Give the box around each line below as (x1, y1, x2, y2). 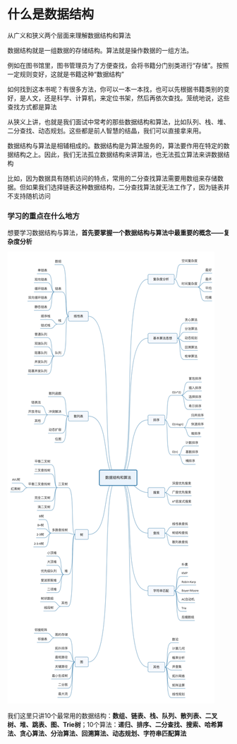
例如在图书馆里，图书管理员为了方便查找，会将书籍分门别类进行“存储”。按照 (7, 61, 229, 69)
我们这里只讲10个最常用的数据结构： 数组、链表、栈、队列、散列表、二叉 (7, 712, 218, 720)
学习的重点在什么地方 (7, 211, 80, 221)
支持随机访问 (13, 191, 51, 200)
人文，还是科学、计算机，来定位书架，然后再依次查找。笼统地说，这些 (25, 93, 230, 102)
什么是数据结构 (7, 6, 95, 23)
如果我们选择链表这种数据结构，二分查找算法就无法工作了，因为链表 (25, 183, 224, 191)
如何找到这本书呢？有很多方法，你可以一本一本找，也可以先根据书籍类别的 (7, 85, 224, 93)
